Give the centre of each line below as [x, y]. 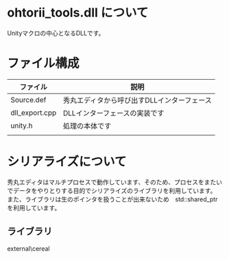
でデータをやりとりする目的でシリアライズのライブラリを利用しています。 [112, 190]
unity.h [22, 125]
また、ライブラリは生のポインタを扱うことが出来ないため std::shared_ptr [112, 199]
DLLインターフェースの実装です [113, 113]
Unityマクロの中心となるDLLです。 [56, 33]
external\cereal [28, 248]
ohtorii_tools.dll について [78, 13]
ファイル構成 [44, 64]
